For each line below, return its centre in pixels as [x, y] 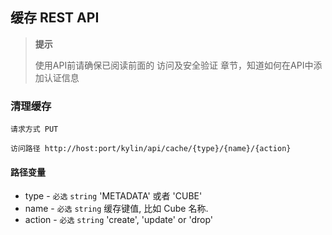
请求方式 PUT [34, 129]
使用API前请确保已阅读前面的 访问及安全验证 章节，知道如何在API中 [174, 65]
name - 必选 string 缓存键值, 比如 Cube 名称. [116, 209]
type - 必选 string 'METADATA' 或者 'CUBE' [113, 196]
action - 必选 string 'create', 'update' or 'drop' [119, 220]
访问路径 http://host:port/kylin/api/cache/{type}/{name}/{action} [151, 149]
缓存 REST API [55, 18]
